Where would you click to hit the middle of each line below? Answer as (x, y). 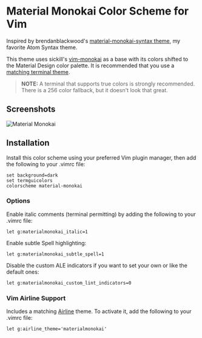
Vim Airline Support (36, 298)
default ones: (23, 272)
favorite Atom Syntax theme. (42, 47)
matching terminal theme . (38, 72)
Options (18, 201)
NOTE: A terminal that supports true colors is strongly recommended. (108, 84)
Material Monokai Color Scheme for (98, 11)
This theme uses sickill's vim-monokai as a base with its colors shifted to (97, 59)
